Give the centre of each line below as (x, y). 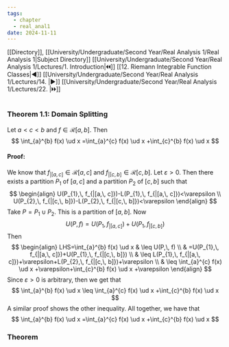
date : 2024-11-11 (32, 33)
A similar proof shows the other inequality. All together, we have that (104, 309)
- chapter (27, 20)
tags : (15, 13)
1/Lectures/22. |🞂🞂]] (34, 89)
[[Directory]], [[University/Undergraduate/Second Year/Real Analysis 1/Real (113, 52)
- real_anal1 (32, 26)
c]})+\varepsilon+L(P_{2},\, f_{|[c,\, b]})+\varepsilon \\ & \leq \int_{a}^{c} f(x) (115, 262)
